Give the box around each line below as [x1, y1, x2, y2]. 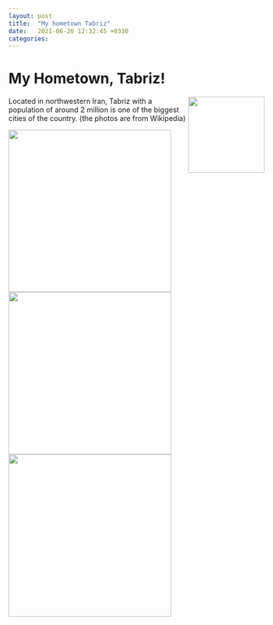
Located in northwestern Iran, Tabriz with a [8, 97, 153, 106]
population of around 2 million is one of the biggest [8, 105, 180, 114]
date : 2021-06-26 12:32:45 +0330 [8, 27, 129, 35]
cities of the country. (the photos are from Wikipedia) [8, 114, 186, 123]
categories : [8, 34, 49, 43]
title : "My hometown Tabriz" [8, 19, 111, 28]
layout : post [8, 11, 53, 20]
